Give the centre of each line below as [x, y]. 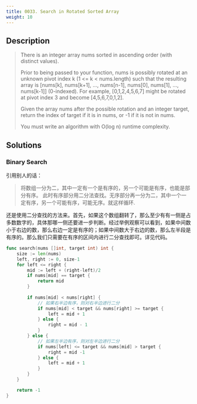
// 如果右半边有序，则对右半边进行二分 [79, 303]
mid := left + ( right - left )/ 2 [64, 270]
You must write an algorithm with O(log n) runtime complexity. [95, 126]
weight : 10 [19, 17]
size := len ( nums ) [39, 253]
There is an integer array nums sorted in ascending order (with [96, 55]
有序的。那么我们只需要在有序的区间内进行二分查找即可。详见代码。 [88, 237]
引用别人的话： [24, 175]
